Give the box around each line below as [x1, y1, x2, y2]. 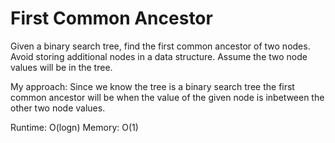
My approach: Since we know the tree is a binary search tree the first [10, 80, 295, 92]
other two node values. [10, 102, 106, 114]
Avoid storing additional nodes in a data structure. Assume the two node [10, 50, 308, 62]
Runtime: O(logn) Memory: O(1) [10, 121, 139, 133]
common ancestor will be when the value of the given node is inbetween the [10, 91, 325, 103]
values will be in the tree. [10, 61, 113, 73]
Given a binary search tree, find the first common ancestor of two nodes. [10, 40, 311, 52]
